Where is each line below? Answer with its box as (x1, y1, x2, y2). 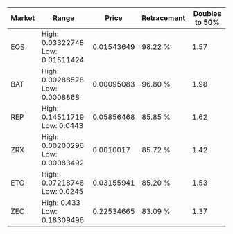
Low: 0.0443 (41, 121, 84, 130)
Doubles (193, 9, 222, 18)
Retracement (141, 13, 186, 23)
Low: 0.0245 (41, 187, 84, 196)
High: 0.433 (41, 198, 81, 207)
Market (10, 13, 35, 23)
